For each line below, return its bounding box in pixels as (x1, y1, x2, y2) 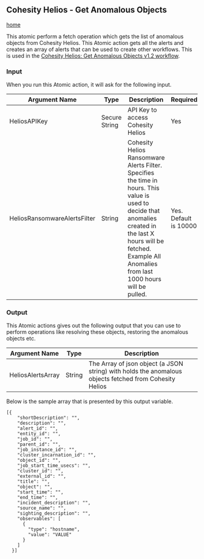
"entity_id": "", (17, 431, 61, 437)
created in (127, 222, 157, 230)
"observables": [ (17, 516, 61, 522)
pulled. (127, 290, 147, 299)
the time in (127, 176, 158, 185)
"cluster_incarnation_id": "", (17, 452, 97, 458)
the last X (127, 229, 155, 238)
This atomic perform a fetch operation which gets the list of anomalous (6, 33, 184, 40)
